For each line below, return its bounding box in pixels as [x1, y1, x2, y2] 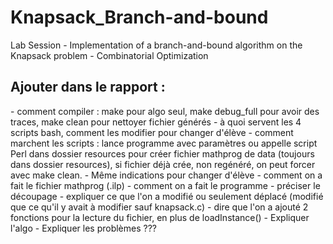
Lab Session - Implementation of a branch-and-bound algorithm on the [10, 39, 303, 51]
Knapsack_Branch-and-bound [10, 6, 269, 29]
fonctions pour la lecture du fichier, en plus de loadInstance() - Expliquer [10, 211, 310, 223]
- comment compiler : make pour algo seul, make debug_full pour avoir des [10, 105, 320, 117]
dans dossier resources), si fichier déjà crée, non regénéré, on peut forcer [10, 158, 316, 170]
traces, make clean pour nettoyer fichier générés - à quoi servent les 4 [10, 116, 302, 128]
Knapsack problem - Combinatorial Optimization [10, 49, 209, 61]
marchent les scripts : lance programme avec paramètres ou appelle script [10, 137, 318, 149]
